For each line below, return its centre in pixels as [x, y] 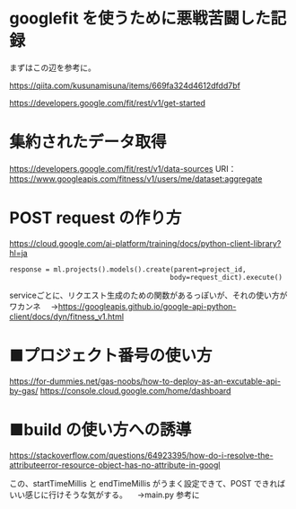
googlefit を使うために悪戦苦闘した [140, 18]
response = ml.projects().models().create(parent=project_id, [128, 269]
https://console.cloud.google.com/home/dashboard [135, 390]
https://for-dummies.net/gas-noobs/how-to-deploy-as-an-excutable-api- [145, 381]
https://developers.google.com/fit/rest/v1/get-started [108, 103]
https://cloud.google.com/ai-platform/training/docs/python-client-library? [145, 243]
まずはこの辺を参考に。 [52, 67]
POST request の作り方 [96, 218]
